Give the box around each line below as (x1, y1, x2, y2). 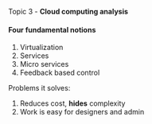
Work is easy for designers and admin (19, 107, 145, 117)
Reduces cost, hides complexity (19, 99, 126, 108)
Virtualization (19, 43, 64, 52)
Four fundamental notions (8, 25, 96, 34)
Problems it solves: (8, 83, 71, 93)
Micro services (19, 60, 69, 69)
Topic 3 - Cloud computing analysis (8, 7, 129, 16)
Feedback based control (19, 68, 100, 78)
